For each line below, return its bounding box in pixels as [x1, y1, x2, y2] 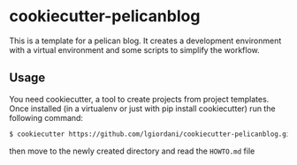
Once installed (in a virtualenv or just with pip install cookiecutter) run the [9, 103, 276, 114]
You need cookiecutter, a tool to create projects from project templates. [9, 94, 270, 104]
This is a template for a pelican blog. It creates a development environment [9, 35, 282, 46]
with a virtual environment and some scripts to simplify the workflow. [9, 44, 261, 55]
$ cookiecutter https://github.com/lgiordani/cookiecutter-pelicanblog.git [9, 130, 294, 139]
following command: [9, 112, 84, 123]
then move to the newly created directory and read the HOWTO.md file [9, 146, 255, 156]
